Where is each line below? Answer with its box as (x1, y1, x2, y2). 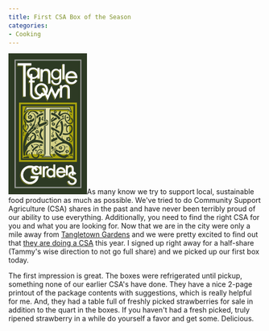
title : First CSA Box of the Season (8, 13, 131, 21)
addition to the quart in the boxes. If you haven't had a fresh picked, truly (8, 305, 250, 315)
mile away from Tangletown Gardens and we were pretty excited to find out (8, 230, 259, 239)
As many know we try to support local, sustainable (87, 187, 255, 197)
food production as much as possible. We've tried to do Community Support (8, 196, 262, 205)
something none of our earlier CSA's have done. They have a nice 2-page (8, 279, 253, 289)
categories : (8, 21, 48, 30)
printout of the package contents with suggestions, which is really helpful (8, 288, 252, 298)
